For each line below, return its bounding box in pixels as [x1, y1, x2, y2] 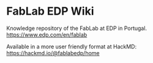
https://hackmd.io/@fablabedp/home [6, 49, 100, 56]
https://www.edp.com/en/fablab [6, 31, 88, 38]
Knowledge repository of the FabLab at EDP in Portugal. [6, 24, 147, 32]
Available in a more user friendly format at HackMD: [6, 43, 136, 50]
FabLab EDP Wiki [6, 4, 94, 18]
